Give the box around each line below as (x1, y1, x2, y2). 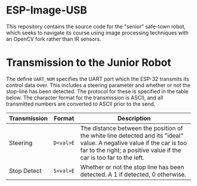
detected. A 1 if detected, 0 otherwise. (80, 170, 186, 178)
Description (117, 114, 151, 122)
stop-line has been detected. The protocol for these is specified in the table (6, 87, 189, 94)
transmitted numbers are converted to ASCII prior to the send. (6, 100, 155, 107)
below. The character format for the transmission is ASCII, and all (6, 94, 163, 101)
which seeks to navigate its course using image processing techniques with (6, 29, 189, 36)
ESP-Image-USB (6, 4, 87, 17)
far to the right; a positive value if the (80, 146, 182, 154)
